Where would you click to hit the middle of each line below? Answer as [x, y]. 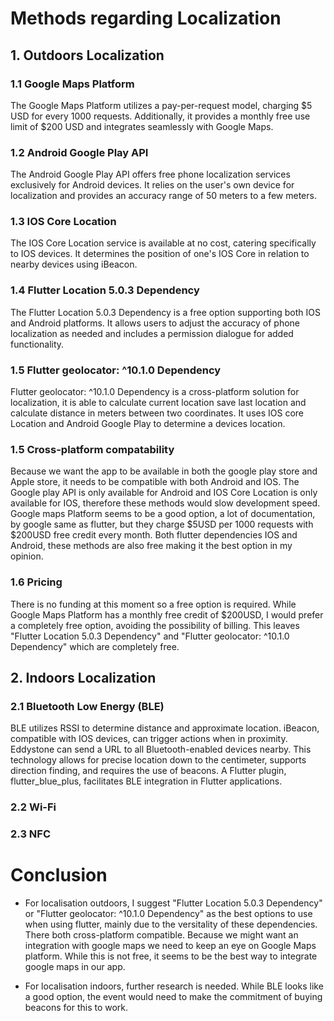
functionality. [37, 344]
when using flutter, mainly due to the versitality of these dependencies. [171, 924]
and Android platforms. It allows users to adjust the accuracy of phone [155, 323]
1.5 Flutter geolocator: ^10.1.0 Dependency [116, 370]
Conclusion [59, 875]
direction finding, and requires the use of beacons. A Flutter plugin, [148, 771]
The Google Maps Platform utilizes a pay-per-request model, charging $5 [161, 105]
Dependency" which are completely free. [95, 646]
